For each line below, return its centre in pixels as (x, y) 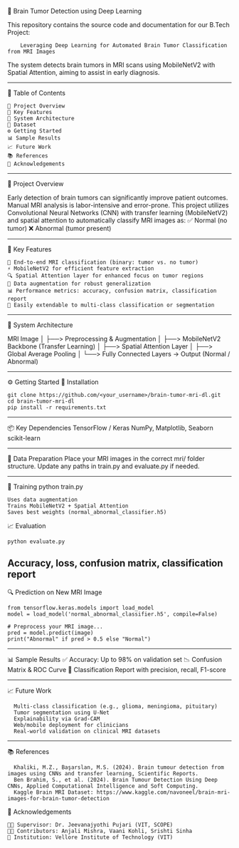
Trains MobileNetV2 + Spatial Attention (68, 506)
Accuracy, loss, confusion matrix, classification (115, 563)
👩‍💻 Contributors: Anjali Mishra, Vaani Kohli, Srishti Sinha (100, 831)
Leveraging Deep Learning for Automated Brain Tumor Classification (124, 46)
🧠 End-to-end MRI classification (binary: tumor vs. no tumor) (103, 262)
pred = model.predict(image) (51, 633)
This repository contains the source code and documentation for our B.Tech (118, 25)
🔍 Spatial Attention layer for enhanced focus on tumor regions (106, 276)
